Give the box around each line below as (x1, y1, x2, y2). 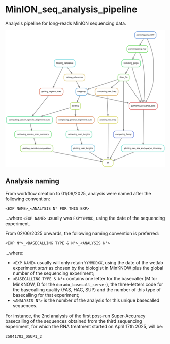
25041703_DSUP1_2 (5, 334, 42, 339)
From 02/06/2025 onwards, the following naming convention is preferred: (5, 230, 159, 237)
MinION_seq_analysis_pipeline (5, 4, 138, 15)
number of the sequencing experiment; (12, 270, 95, 276)
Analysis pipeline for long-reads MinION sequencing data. (5, 20, 126, 26)
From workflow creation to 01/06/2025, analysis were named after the (5, 191, 151, 197)
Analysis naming (5, 177, 60, 185)
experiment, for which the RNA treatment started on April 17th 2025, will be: (5, 324, 163, 330)
